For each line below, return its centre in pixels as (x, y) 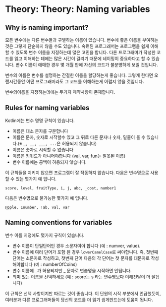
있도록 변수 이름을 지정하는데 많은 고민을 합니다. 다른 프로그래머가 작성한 (86, 52)
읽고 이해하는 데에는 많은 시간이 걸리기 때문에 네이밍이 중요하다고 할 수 (82, 59)
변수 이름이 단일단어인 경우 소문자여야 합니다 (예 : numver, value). (76, 246)
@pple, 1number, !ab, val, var (37, 207)
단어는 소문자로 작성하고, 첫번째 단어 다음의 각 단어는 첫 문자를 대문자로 (81, 258)
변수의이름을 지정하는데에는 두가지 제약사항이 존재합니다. (60, 92)
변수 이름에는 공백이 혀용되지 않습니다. (49, 162)
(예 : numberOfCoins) (55, 264)
